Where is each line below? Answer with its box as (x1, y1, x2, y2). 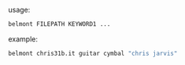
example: (8, 34, 38, 44)
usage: (8, 5, 31, 14)
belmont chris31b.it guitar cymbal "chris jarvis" (8, 49, 178, 57)
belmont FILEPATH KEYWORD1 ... (8, 20, 111, 28)
